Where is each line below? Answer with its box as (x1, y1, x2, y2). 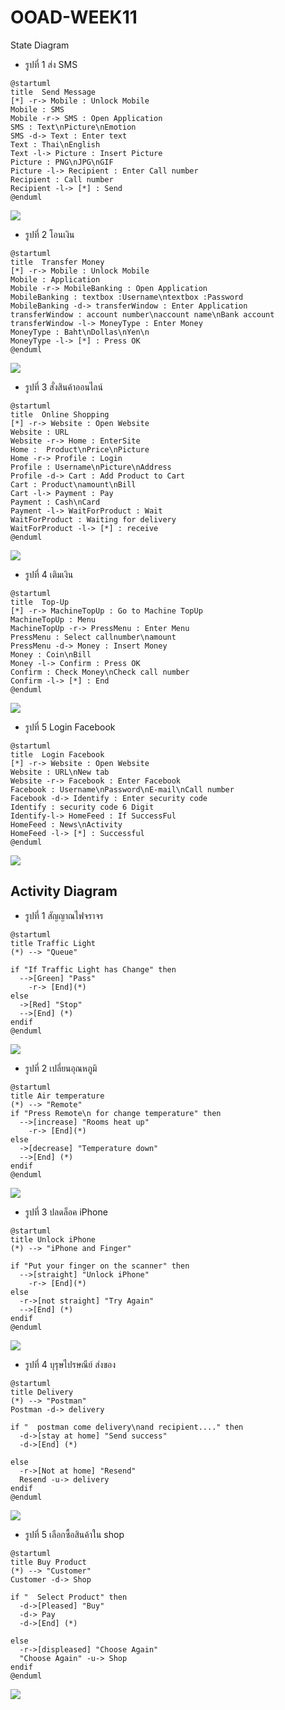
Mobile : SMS (10, 104, 65, 115)
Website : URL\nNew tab (10, 767, 110, 777)
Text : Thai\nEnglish (10, 139, 101, 150)
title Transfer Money (10, 257, 105, 267)
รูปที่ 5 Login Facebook (24, 721, 116, 733)
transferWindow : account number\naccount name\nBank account (10, 309, 275, 320)
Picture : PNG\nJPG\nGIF (10, 157, 114, 167)
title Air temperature (10, 1091, 105, 1101)
